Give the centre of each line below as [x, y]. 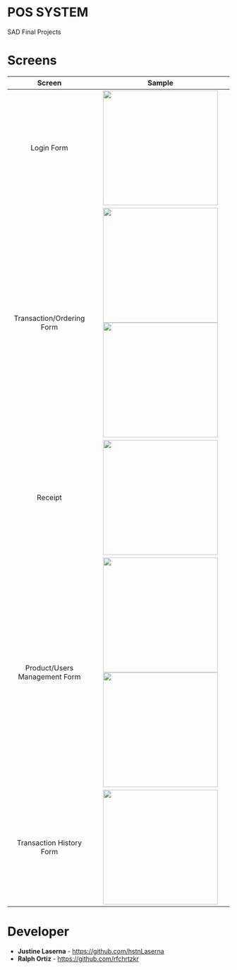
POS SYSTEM [48, 12]
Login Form [49, 148]
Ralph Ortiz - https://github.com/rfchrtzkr [78, 959]
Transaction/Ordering [49, 318]
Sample [160, 83]
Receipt [49, 497]
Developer [38, 931]
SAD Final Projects [34, 32]
